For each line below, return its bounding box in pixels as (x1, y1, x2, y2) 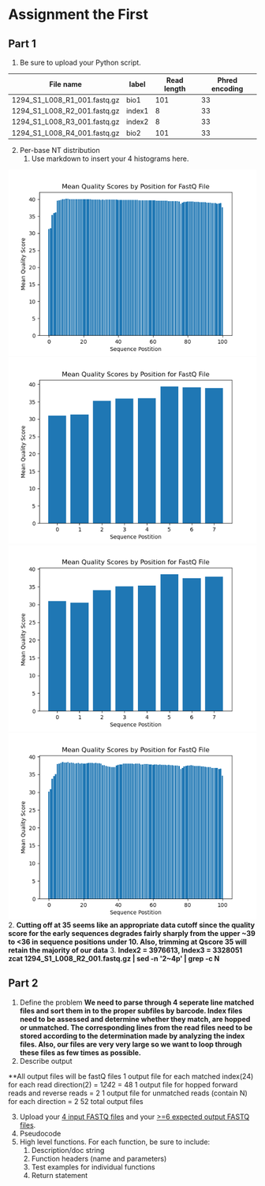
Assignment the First (8, 6, 148, 24)
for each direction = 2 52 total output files (8, 1096, 144, 1106)
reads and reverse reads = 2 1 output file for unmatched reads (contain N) (8, 1088, 248, 1098)
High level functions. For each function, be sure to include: (19, 1137, 211, 1147)
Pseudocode (19, 1128, 62, 1138)
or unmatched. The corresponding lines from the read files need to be (19, 1023, 253, 1032)
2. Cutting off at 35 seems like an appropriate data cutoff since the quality (8, 920, 255, 930)
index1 (125, 106, 149, 115)
